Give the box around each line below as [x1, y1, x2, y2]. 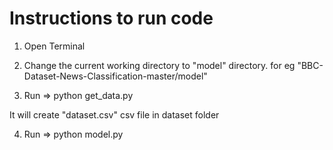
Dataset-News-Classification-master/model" [23, 70, 208, 82]
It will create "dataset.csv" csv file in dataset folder [9, 108, 220, 121]
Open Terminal [23, 40, 86, 52]
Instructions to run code [9, 7, 214, 30]
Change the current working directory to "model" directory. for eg [23, 59, 296, 71]
